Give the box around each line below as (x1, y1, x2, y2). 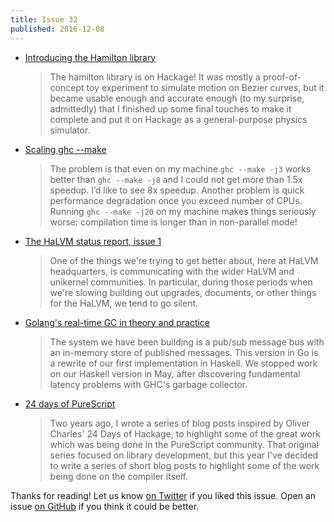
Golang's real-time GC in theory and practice (24, 316, 211, 328)
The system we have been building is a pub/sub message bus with (49, 336, 325, 348)
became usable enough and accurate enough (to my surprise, (49, 92, 305, 104)
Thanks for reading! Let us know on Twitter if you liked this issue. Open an (10, 489, 317, 501)
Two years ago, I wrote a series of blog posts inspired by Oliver (49, 417, 311, 429)
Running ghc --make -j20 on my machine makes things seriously (49, 205, 317, 217)
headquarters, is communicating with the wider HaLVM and (49, 265, 295, 277)
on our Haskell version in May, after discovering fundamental (49, 367, 301, 380)
